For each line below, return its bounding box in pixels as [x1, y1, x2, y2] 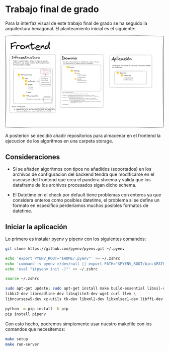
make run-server [5, 341, 39, 347]
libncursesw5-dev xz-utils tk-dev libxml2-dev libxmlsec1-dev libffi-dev [5, 297, 163, 302]
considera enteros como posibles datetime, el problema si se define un [12, 197, 160, 203]
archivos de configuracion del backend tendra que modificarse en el [12, 171, 154, 177]
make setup [5, 336, 28, 341]
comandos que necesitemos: [5, 326, 65, 332]
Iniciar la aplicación [5, 223, 67, 231]
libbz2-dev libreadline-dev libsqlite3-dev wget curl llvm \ [5, 291, 136, 297]
